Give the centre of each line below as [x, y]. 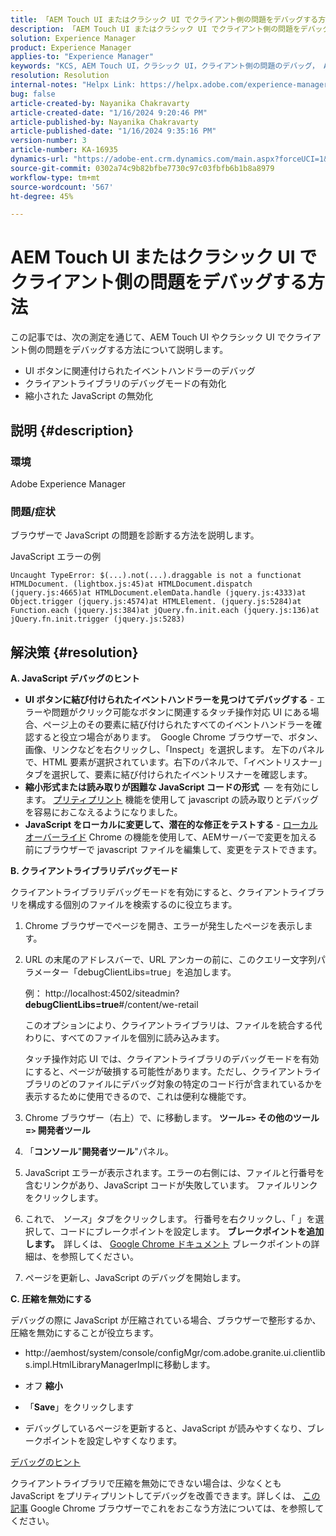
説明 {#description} [72, 430]
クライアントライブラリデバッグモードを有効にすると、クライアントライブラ [167, 892]
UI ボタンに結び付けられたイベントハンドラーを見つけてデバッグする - [169, 699]
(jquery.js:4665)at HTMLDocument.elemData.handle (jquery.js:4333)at [158, 593]
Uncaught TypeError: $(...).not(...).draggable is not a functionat [156, 576]
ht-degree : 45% [42, 196]
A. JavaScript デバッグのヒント [75, 678]
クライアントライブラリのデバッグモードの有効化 [125, 383]
